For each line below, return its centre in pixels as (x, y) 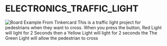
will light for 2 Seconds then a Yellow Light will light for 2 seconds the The (81, 33)
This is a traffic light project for (109, 22)
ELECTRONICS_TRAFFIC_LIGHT (72, 9)
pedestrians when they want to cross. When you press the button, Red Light (83, 27)
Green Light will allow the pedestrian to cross (52, 38)
